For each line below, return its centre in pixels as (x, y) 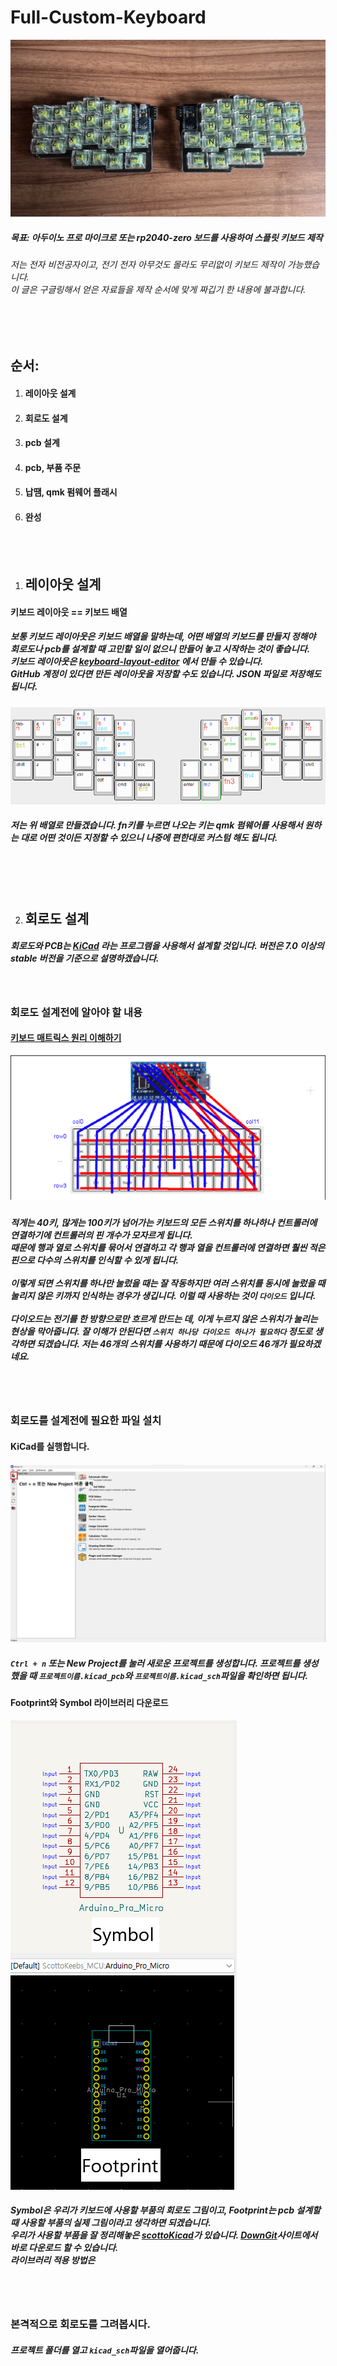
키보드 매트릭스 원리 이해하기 (66, 1038)
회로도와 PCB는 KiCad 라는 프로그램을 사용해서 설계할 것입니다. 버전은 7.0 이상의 (167, 946)
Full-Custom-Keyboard (108, 17)
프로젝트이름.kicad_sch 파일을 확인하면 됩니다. (221, 1675)
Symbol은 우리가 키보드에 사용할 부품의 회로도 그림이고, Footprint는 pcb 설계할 (165, 2210)
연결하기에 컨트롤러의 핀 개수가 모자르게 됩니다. (101, 1235)
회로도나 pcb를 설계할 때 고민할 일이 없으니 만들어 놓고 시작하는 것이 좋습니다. (160, 649)
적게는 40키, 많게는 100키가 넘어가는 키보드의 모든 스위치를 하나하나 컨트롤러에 (164, 1222)
